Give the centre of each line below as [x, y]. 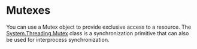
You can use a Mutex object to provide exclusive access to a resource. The [99, 27]
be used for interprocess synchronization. [58, 39]
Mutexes [28, 10]
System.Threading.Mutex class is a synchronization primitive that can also [98, 33]
